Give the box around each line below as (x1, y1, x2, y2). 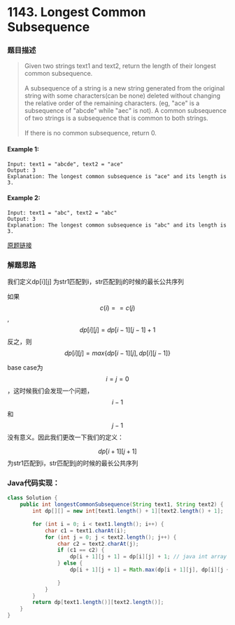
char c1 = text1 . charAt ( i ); (44, 527, 127, 534)
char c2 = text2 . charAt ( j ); (57, 540, 139, 547)
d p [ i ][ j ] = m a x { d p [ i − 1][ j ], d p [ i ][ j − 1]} (64, 349, 171, 358)
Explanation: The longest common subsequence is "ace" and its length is (7, 173, 227, 180)
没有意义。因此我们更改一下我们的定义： (7, 433, 124, 442)
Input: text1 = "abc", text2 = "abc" (7, 209, 117, 216)
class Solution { (7, 495, 58, 502)
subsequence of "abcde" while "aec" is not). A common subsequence (24, 107, 227, 115)
